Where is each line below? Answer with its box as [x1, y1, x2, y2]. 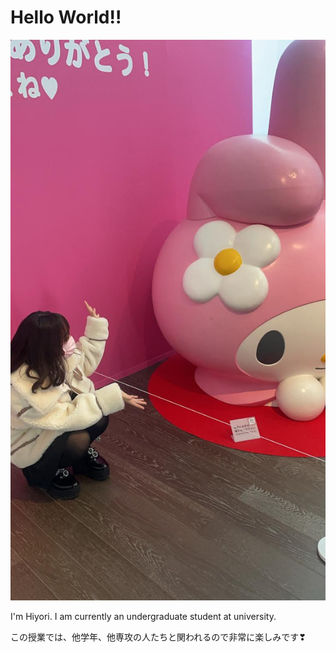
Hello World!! [10, 6, 122, 29]
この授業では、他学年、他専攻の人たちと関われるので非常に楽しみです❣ [10, 631, 307, 643]
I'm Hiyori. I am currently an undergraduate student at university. [10, 611, 277, 623]
